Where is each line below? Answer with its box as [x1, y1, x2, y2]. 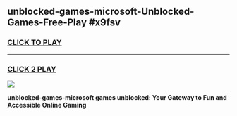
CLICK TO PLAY [7, 38, 62, 48]
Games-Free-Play [7, 17, 87, 29]
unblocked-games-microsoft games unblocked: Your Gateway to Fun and [7, 93, 227, 101]
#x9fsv [88, 17, 121, 29]
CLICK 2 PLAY [7, 64, 56, 74]
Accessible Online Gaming [7, 101, 87, 109]
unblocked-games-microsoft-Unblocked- [7, 6, 195, 18]
